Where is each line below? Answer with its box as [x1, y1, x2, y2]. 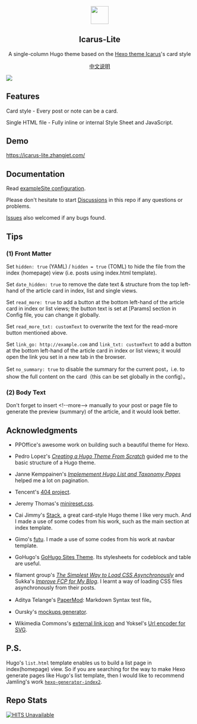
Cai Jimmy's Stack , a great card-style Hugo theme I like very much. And [14, 511, 192, 519]
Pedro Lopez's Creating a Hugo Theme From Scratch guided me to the [14, 453, 188, 460]
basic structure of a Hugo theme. [14, 459, 96, 466]
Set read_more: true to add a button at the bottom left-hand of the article [6, 298, 185, 305]
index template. [14, 524, 53, 532]
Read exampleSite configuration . [6, 185, 86, 192]
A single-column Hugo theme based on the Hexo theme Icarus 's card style [8, 50, 191, 57]
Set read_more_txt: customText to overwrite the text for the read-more [6, 323, 178, 330]
